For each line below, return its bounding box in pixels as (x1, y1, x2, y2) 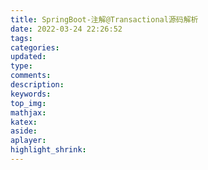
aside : (10, 126, 38, 136)
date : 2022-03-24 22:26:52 (10, 24, 123, 34)
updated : (10, 52, 47, 62)
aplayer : (10, 136, 47, 146)
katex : (10, 117, 38, 127)
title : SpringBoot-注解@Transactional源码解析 (10, 14, 199, 25)
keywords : (10, 89, 52, 99)
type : (10, 61, 33, 71)
